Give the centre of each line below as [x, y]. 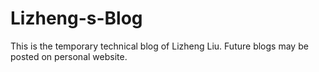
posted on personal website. [69, 56]
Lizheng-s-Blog [76, 18]
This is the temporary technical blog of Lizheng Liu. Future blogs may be [159, 46]
